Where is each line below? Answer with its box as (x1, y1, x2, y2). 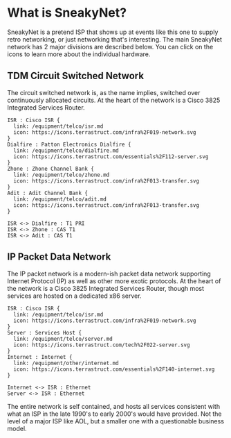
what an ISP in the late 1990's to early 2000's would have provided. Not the (7, 410, 222, 418)
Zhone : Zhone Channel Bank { (7, 165, 95, 172)
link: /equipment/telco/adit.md (13, 196, 107, 203)
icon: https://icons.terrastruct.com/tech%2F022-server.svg (13, 342, 190, 348)
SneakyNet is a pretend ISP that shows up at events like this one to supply (7, 28, 219, 36)
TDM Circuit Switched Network (7, 70, 144, 82)
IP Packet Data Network (7, 251, 111, 263)
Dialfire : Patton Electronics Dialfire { (7, 141, 131, 148)
